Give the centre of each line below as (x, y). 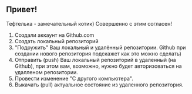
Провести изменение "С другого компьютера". (74, 78)
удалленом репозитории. (46, 72)
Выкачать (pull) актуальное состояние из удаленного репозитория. (99, 85)
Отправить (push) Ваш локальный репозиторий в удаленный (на (95, 60)
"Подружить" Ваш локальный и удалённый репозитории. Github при (100, 47)
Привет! (22, 10)
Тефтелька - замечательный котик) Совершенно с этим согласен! (89, 23)
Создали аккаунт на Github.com (54, 35)
